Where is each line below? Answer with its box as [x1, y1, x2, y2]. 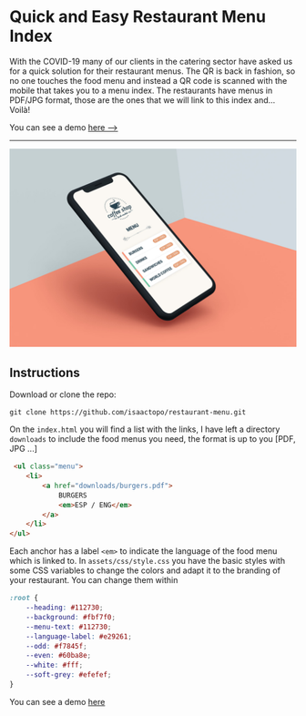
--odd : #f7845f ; [25, 641, 88, 650]
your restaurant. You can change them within [9, 575, 178, 586]
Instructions [9, 364, 80, 380]
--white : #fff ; [25, 660, 84, 670]
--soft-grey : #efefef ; [25, 670, 112, 680]
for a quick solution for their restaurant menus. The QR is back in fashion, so [9, 66, 296, 77]
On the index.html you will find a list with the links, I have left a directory [9, 424, 280, 435]
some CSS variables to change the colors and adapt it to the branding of [9, 565, 280, 576]
